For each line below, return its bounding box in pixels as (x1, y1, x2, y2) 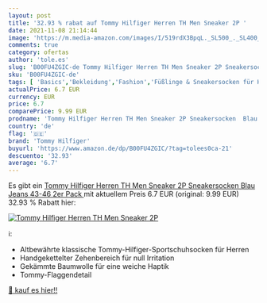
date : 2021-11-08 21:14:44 (8, 26, 98, 34)
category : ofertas (8, 48, 69, 56)
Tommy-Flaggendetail (19, 270, 92, 280)
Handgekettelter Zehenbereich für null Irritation (19, 253, 175, 263)
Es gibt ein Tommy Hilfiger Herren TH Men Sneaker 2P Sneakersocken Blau (8, 181, 256, 190)
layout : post (8, 11, 52, 20)
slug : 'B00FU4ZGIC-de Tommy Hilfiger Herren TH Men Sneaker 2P (8, 63, 222, 71)
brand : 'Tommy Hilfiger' (8, 136, 91, 145)
